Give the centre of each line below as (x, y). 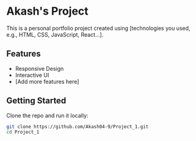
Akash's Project (47, 11)
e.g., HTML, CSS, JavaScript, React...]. (55, 34)
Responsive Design (39, 68)
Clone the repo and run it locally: (47, 115)
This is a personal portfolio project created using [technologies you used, (98, 28)
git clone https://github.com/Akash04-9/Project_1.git (78, 126)
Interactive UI (32, 75)
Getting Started (36, 101)
